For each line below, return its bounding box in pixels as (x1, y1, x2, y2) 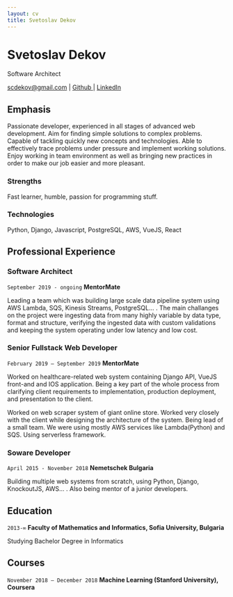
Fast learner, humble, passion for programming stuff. (7, 192, 158, 201)
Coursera (7, 583, 35, 591)
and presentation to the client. (7, 395, 93, 403)
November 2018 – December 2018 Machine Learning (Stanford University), (7, 575, 219, 584)
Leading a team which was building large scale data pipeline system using (7, 296, 220, 304)
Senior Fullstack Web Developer (7, 343, 118, 353)
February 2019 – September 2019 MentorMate (7, 358, 139, 367)
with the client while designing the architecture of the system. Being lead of (7, 416, 224, 424)
